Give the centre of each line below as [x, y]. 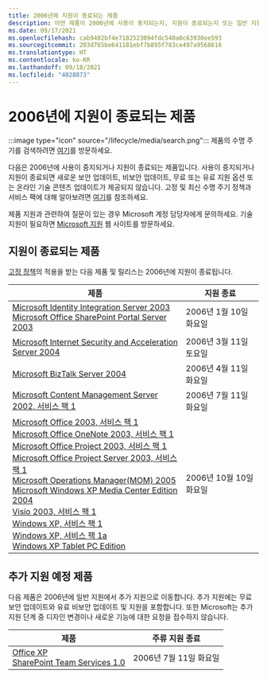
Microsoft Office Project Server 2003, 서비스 [95, 458]
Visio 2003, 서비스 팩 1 [54, 512]
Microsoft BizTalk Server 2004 [70, 374]
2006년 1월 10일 [217, 312]
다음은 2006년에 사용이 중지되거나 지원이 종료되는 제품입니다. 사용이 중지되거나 [132, 167]
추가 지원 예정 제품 [50, 577]
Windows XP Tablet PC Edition [69, 546]
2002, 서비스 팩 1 [44, 407]
